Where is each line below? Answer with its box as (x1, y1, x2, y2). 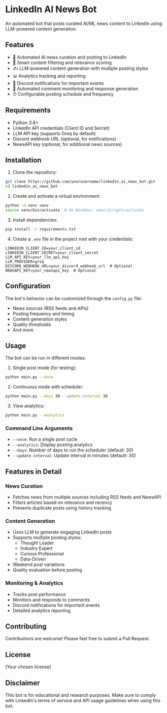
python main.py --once (5, 375, 53, 380)
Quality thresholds (12, 321, 51, 328)
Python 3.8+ (12, 120, 39, 126)
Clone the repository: (12, 169, 57, 175)
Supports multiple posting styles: (12, 534, 82, 541)
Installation (5, 156, 42, 164)
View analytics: (12, 403, 45, 409)
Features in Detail (5, 467, 62, 476)
